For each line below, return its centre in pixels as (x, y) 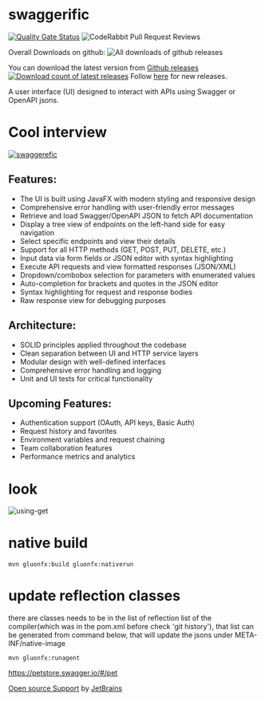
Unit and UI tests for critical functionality (86, 378)
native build (48, 543)
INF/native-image (37, 644)
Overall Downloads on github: (57, 52)
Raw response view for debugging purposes (93, 300)
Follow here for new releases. (179, 76)
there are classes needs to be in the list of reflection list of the (110, 618)
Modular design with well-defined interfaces (93, 361)
